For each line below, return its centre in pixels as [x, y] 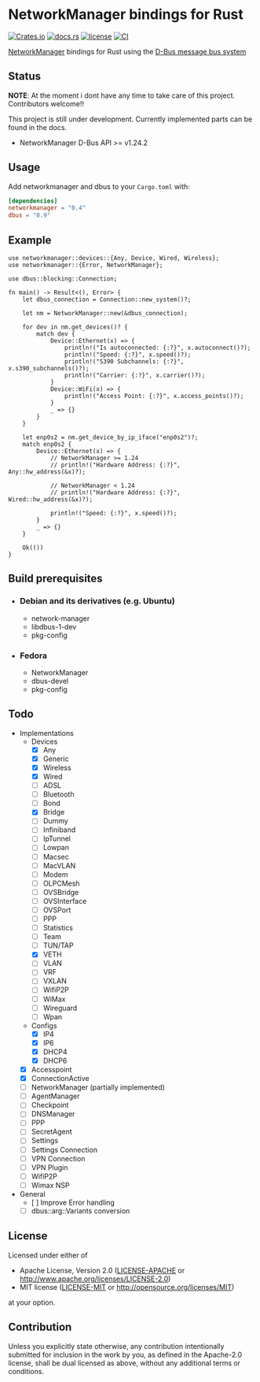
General [32, 1194]
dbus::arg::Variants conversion [81, 1210]
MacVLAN [59, 865]
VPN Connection [58, 1158]
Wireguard [60, 1008]
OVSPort [57, 910]
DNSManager [53, 1114]
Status [25, 76]
